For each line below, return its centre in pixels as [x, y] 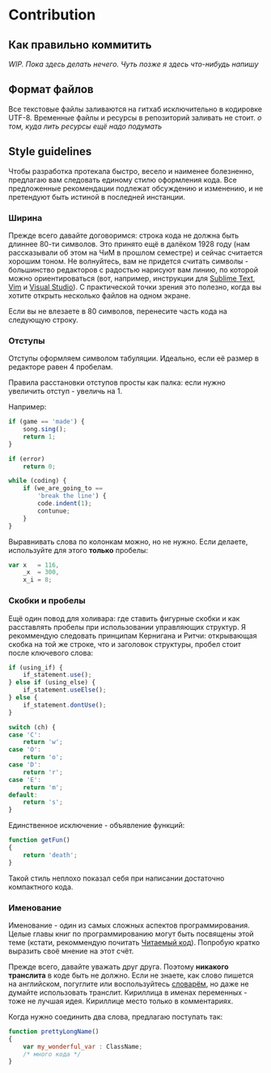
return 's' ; [43, 802]
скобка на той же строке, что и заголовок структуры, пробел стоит [125, 644]
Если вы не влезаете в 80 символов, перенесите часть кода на [118, 311]
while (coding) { [38, 481]
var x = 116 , [34, 565]
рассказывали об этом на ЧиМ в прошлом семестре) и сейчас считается [135, 252]
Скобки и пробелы [47, 601]
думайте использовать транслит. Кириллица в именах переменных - [128, 992]
